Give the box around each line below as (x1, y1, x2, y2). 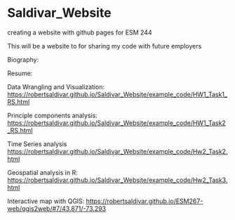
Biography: (7, 55, 39, 64)
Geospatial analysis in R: (7, 168, 79, 176)
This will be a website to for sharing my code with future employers (7, 41, 202, 50)
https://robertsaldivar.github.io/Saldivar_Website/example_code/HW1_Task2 (7, 118, 226, 127)
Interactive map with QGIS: (7, 197, 85, 205)
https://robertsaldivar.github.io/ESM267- (86, 197, 203, 205)
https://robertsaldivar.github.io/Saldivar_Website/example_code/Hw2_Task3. (7, 176, 228, 184)
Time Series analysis (7, 139, 67, 148)
